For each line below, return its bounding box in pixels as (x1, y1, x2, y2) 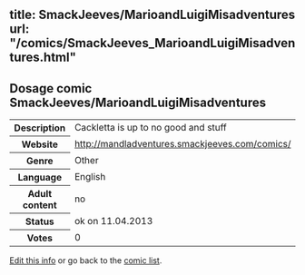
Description (14, 122, 66, 134)
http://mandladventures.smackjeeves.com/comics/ (74, 138, 291, 151)
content (22, 199, 57, 211)
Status (25, 215, 54, 228)
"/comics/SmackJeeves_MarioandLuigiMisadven (9, 35, 296, 51)
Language (17, 172, 62, 184)
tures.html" (9, 50, 77, 65)
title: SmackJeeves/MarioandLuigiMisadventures (9, 7, 296, 23)
